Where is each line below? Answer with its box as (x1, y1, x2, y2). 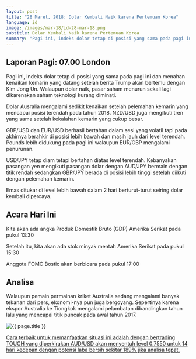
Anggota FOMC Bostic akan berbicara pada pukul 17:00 (6, 260, 140, 267)
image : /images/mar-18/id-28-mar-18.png (6, 25, 106, 31)
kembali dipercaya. (6, 192, 52, 199)
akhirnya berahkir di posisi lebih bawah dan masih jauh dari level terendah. (6, 133, 185, 140)
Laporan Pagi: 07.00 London (6, 57, 111, 67)
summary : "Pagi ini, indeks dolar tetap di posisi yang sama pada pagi (6, 36, 184, 42)
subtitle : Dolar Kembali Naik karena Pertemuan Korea (6, 30, 140, 36)
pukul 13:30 (6, 232, 34, 239)
